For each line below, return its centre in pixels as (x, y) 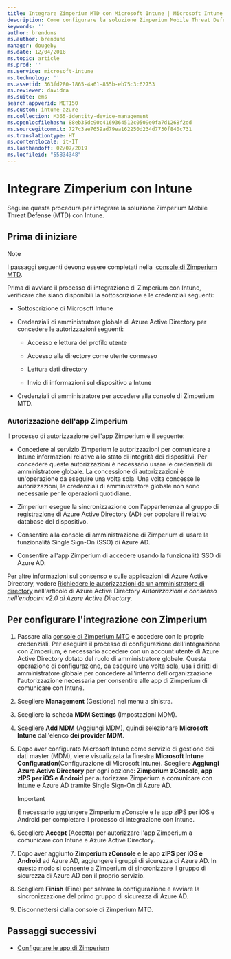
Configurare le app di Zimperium (63, 948)
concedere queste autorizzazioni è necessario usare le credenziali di (114, 464)
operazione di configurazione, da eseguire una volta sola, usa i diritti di (117, 666)
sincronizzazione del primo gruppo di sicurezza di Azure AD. (103, 896)
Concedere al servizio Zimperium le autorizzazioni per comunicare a (114, 449)
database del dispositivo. (52, 521)
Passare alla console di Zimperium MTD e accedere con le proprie (111, 636)
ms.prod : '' (24, 65)
